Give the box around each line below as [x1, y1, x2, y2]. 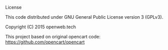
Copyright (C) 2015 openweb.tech [5, 24, 76, 30]
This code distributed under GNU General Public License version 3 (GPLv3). [5, 14, 163, 20]
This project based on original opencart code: [5, 34, 101, 39]
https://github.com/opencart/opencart [5, 39, 85, 45]
